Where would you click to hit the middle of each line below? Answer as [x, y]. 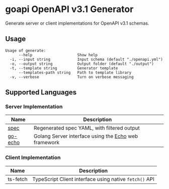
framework [46, 143]
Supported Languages [41, 92]
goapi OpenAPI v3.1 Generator [69, 9]
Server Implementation [34, 107]
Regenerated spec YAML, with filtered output [87, 128]
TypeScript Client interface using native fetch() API [94, 179]
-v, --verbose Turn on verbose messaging [72, 77]
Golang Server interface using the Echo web [86, 136]
